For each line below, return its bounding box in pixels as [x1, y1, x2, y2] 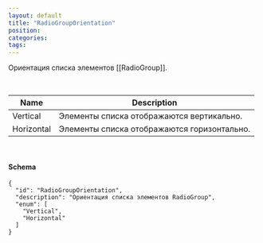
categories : [8, 33, 48, 42]
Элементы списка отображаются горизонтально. [58, 124, 251, 135]
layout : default [8, 11, 62, 20]
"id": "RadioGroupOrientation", [15, 187, 124, 195]
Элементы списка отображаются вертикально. [58, 110, 243, 121]
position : [8, 26, 41, 34]
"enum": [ [15, 200, 48, 209]
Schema [8, 162, 37, 172]
